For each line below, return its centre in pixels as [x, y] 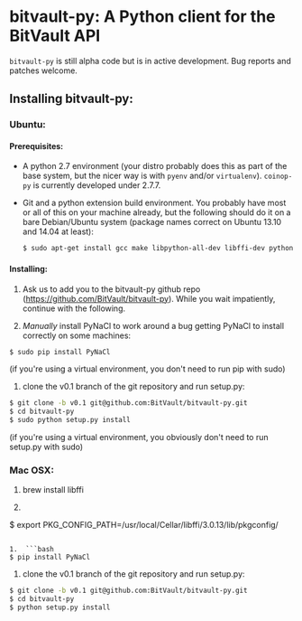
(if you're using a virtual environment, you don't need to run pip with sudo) [147, 369]
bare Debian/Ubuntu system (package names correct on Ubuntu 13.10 [152, 222]
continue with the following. [74, 308]
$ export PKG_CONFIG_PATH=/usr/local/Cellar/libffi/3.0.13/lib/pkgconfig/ [144, 525]
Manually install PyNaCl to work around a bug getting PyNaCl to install [153, 325]
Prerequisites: [37, 146]
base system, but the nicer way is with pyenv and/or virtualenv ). [142, 176]
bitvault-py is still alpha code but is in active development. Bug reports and [150, 61]
